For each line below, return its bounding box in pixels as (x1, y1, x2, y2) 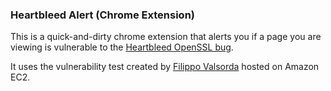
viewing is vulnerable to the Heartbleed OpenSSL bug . (10, 41, 234, 53)
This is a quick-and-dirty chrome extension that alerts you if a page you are (10, 31, 322, 43)
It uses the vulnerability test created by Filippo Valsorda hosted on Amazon (10, 61, 320, 73)
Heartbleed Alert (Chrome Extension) (10, 8, 195, 22)
